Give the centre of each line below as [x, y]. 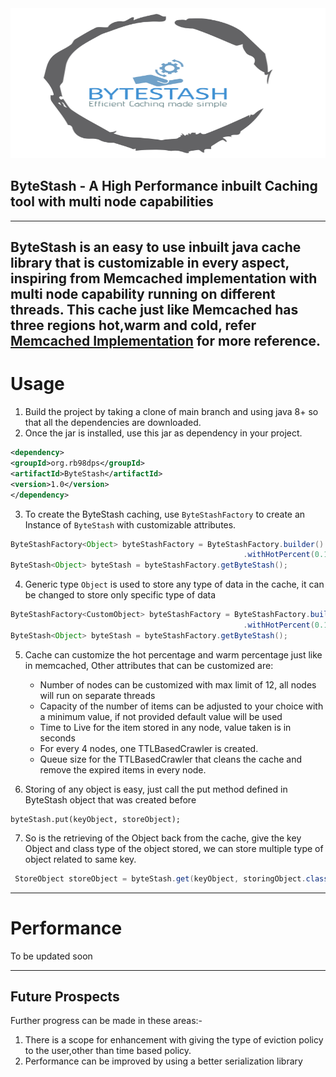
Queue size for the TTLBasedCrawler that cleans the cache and [170, 759]
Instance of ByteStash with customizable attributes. [130, 524]
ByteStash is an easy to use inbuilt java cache [156, 247]
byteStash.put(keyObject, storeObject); [96, 819]
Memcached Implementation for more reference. [166, 341]
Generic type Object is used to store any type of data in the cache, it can [174, 584]
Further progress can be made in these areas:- [106, 1021]
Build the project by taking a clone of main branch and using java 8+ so [171, 412]
